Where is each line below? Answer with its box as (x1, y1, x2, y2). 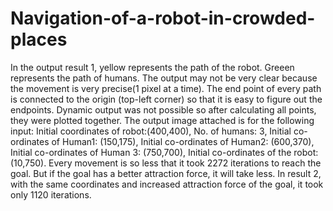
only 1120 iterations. (10, 188, 92, 201)
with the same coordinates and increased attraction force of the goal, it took (10, 178, 324, 190)
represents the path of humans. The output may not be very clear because (10, 72, 318, 84)
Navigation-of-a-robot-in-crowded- (10, 7, 316, 30)
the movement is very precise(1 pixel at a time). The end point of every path (10, 82, 322, 94)
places (10, 28, 68, 51)
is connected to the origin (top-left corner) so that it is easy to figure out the (10, 93, 323, 105)
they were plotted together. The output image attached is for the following (10, 114, 315, 126)
